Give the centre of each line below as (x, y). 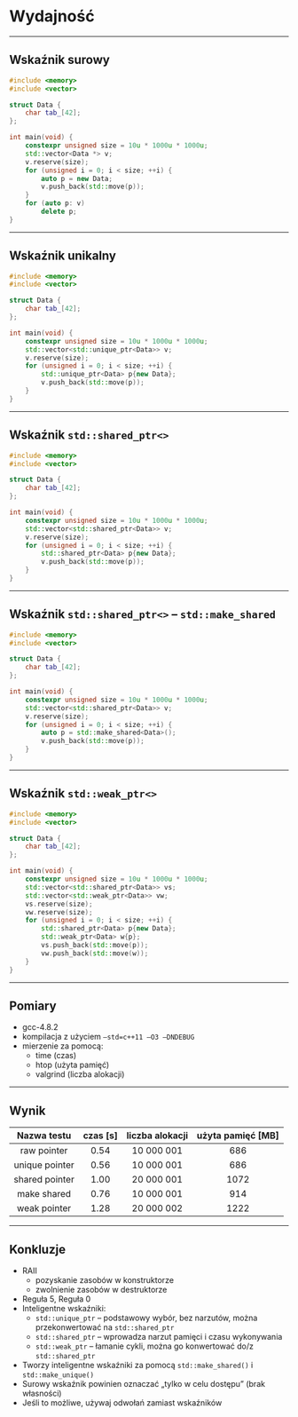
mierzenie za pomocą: (63, 1046)
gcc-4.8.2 (40, 1027)
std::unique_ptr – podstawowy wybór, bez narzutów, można (146, 1318)
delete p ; (59, 211)
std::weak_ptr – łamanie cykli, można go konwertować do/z (145, 1346)
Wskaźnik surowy (60, 60)
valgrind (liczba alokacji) (80, 1074)
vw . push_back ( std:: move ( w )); (95, 953)
